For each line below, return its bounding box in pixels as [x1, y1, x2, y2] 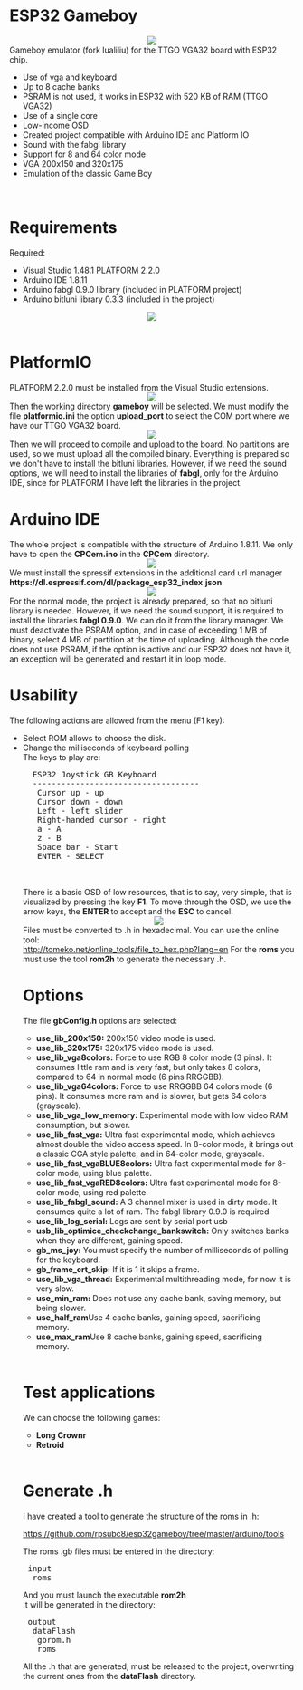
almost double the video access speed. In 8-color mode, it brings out [35, 1138, 294, 1149]
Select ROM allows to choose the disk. [22, 732, 166, 743]
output [27, 1617, 57, 1627]
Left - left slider [37, 806, 124, 816]
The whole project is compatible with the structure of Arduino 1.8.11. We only [9, 538, 294, 549]
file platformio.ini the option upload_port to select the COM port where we [9, 410, 289, 421]
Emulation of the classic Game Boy [22, 168, 153, 179]
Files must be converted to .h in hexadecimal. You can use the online [22, 924, 279, 935]
